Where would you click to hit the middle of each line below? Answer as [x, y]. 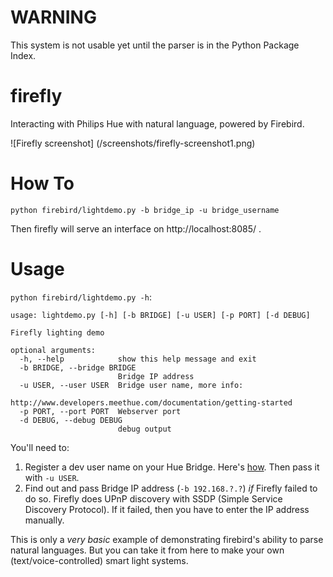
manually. [44, 520]
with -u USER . [52, 477]
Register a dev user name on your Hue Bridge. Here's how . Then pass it [172, 467]
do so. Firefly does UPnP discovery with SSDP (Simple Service [153, 498]
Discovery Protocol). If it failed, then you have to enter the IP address [167, 509]
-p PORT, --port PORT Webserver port [100, 411]
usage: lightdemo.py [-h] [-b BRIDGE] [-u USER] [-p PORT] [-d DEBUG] [160, 315]
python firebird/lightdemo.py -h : [81, 297]
